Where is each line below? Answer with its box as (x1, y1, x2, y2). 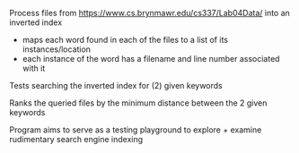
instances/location (22, 44, 92, 55)
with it (22, 63, 46, 73)
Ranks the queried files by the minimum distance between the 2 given (9, 98, 268, 108)
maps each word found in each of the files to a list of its (22, 35, 229, 45)
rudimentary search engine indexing (9, 134, 144, 144)
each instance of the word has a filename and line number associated (22, 54, 280, 64)
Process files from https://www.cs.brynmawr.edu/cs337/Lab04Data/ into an (9, 8, 290, 18)
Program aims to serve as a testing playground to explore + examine (9, 124, 262, 135)
